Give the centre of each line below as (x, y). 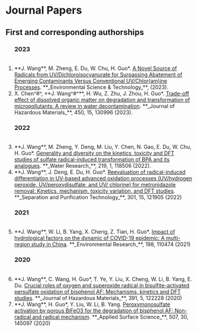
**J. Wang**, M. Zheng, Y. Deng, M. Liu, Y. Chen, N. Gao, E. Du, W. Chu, (103, 147)
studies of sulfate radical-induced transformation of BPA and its (92, 159)
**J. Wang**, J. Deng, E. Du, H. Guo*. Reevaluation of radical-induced (100, 172)
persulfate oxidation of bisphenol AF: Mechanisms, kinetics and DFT (98, 292)
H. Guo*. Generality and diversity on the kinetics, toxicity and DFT (94, 153)
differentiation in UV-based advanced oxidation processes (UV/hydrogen (103, 178)
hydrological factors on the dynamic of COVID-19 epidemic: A (89, 238)
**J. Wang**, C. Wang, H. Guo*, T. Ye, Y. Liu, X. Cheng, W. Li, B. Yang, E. (103, 279)
